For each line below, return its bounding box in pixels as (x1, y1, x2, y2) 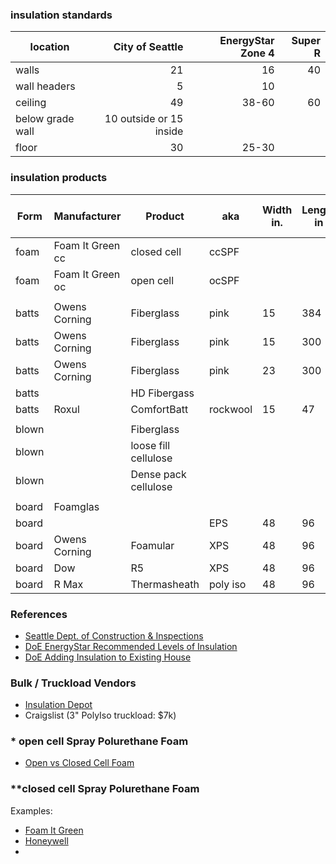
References (10, 607, 68, 621)
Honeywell (24, 834, 69, 847)
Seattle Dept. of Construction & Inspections (24, 629, 204, 642)
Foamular (130, 538, 175, 552)
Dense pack (130, 467, 187, 481)
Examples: (10, 804, 53, 817)
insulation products (10, 171, 108, 185)
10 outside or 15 (104, 112, 184, 126)
